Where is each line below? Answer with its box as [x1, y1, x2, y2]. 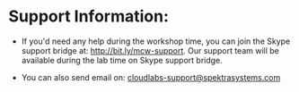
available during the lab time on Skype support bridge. [21, 54, 224, 65]
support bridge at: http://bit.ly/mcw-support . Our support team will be [21, 45, 280, 55]
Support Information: [8, 6, 170, 27]
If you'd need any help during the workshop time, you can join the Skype [21, 36, 291, 46]
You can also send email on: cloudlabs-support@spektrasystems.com [21, 71, 281, 82]
